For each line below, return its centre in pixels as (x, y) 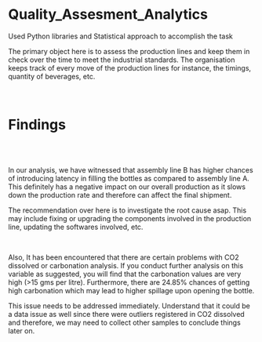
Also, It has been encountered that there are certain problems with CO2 (124, 257)
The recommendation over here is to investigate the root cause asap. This (127, 210)
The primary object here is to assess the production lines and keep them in (129, 51)
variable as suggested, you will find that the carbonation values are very (125, 274)
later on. (22, 330)
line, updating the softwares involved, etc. (76, 227)
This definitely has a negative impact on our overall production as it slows (127, 187)
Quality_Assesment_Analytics (108, 15)
